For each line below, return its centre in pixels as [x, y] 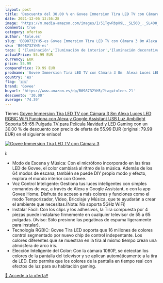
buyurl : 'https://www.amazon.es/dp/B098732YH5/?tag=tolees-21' [70, 91]
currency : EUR [19, 59]
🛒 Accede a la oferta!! [27, 276]
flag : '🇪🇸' [17, 82]
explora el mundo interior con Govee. [49, 179]
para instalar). [26, 225]
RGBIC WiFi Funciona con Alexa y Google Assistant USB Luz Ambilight [75, 119]
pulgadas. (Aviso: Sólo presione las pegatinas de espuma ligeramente [81, 220]
